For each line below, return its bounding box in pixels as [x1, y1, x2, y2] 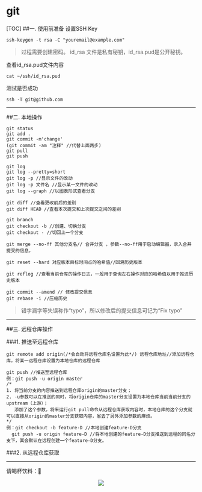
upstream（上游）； [6, 400, 48, 406]
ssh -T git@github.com [6, 96, 63, 102]
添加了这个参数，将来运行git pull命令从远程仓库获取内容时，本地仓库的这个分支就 [14, 406, 192, 412]
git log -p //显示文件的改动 [6, 175, 73, 181]
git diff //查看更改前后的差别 [6, 200, 76, 206]
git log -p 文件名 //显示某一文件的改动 [6, 181, 98, 188]
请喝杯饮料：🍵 [6, 467, 42, 475]
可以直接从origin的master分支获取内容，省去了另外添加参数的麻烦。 [6, 413, 155, 419]
